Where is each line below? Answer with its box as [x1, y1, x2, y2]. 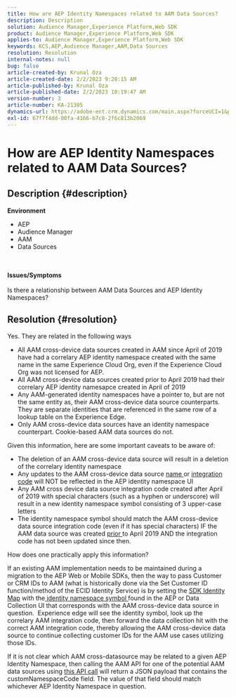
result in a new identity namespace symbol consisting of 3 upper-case [17, 500, 222, 508]
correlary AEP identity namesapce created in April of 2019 [17, 383, 186, 392]
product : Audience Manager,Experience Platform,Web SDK [7, 29, 174, 37]
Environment [7, 206, 46, 215]
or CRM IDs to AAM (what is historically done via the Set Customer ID [7, 579, 209, 588]
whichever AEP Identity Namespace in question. [7, 682, 147, 691]
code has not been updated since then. [17, 537, 131, 545]
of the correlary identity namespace [17, 463, 122, 471]
